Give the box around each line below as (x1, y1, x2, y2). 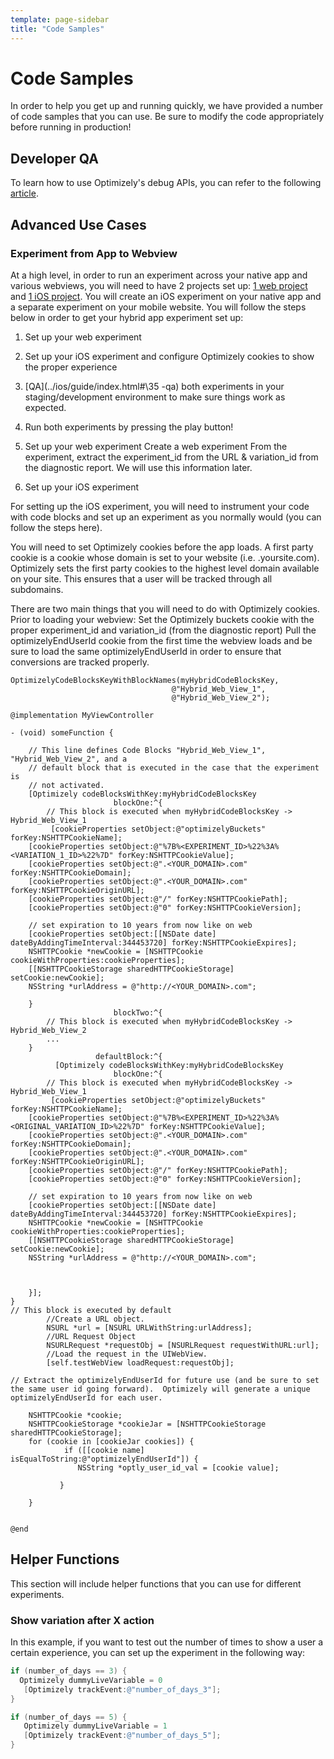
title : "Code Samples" (10, 24, 105, 34)
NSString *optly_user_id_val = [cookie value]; (77, 1462, 280, 1473)
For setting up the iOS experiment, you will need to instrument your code (10, 500, 310, 512)
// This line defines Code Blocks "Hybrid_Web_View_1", (28, 745, 267, 755)
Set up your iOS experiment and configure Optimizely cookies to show (24, 350, 315, 362)
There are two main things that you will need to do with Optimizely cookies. (10, 602, 320, 615)
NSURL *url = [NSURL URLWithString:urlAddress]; (46, 1322, 253, 1333)
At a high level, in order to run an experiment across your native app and (10, 269, 308, 281)
